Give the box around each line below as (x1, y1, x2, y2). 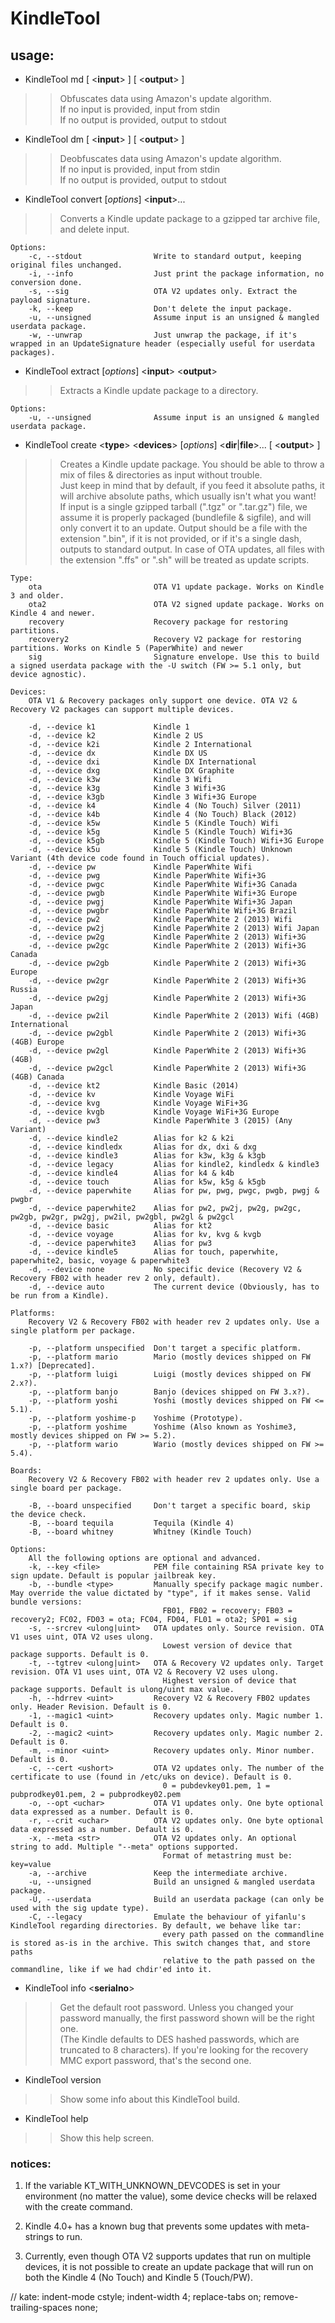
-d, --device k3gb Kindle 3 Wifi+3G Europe (28, 792, 257, 802)
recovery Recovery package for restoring (28, 617, 288, 627)
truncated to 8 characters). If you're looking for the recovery (59, 2044, 309, 2056)
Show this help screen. (59, 2132, 155, 2144)
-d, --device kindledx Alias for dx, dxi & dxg (28, 1142, 257, 1152)
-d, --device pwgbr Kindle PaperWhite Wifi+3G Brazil (28, 906, 298, 916)
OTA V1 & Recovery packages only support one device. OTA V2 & (28, 696, 298, 706)
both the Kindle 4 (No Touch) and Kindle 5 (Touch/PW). (24, 2272, 253, 2284)
